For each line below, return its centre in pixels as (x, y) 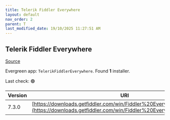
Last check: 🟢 (20, 81)
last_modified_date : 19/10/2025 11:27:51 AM (53, 29)
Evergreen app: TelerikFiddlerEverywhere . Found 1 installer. (68, 71)
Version (17, 95)
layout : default (22, 15)
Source (13, 61)
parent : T (16, 24)
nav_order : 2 (19, 19)
